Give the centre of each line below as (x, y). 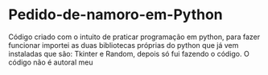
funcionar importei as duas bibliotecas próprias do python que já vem (124, 45)
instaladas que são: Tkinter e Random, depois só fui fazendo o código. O (129, 53)
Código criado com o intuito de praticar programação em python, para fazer (134, 37)
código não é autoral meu (51, 62)
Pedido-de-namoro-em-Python (115, 15)
